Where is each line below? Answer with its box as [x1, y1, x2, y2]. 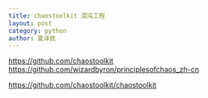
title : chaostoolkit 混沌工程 [8, 11, 105, 20]
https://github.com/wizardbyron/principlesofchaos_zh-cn [8, 65, 200, 75]
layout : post [8, 19, 53, 27]
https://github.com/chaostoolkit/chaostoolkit [8, 80, 157, 90]
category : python [8, 27, 67, 35]
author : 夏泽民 [8, 34, 56, 43]
